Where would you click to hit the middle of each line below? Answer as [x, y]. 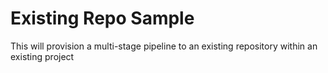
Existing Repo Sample [102, 18]
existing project [42, 56]
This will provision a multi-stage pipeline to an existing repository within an [164, 46]
